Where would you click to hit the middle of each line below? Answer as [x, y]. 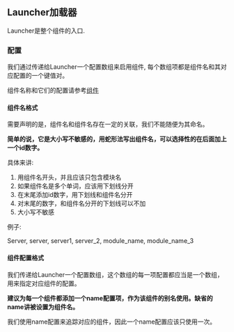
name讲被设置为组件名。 [43, 307]
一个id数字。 [25, 148]
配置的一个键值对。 [40, 76]
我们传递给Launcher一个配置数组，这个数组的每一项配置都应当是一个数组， [116, 274]
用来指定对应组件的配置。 [44, 283]
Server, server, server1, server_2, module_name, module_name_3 [100, 241]
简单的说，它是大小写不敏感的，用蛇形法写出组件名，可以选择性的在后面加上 [117, 139]
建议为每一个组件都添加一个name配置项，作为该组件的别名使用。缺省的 [110, 298]
